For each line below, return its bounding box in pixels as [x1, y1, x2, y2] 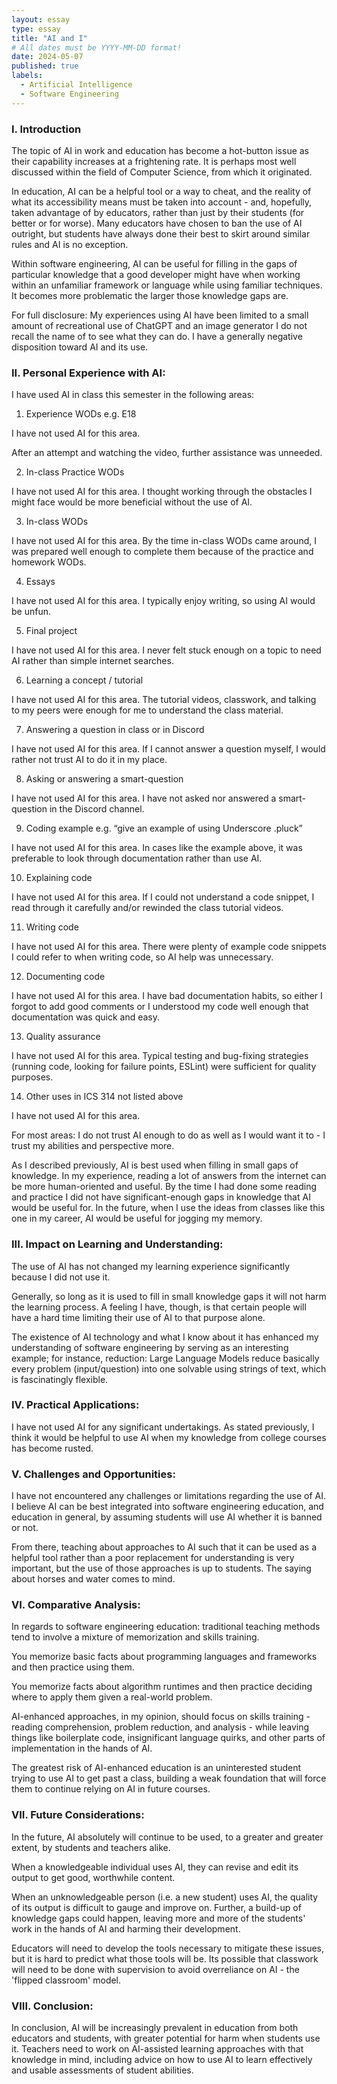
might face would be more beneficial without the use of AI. [11, 496, 253, 508]
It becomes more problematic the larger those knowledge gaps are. [11, 289, 289, 301]
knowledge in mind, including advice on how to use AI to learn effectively [11, 2054, 313, 2065]
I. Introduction [11, 122, 82, 136]
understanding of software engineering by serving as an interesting [11, 1341, 289, 1353]
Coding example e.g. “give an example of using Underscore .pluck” [25, 822, 303, 835]
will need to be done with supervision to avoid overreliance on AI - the [11, 1963, 300, 1975]
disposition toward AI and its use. [11, 341, 149, 353]
